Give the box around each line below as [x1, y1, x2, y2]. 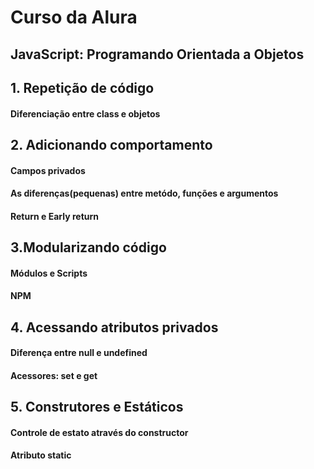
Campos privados [10, 164, 86, 176]
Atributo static [10, 449, 72, 461]
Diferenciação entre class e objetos [10, 107, 161, 120]
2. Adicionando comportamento [10, 136, 213, 153]
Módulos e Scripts [10, 267, 88, 279]
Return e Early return [10, 210, 99, 222]
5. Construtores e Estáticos [10, 399, 184, 416]
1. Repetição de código [10, 79, 155, 96]
